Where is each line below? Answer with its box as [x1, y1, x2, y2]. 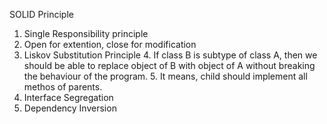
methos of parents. [23, 81, 103, 93]
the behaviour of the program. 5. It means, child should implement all [23, 70, 308, 82]
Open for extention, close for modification [23, 39, 197, 50]
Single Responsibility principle [23, 28, 149, 39]
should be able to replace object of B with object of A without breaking [23, 60, 316, 71]
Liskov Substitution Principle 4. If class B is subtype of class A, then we [23, 49, 318, 61]
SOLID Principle [9, 9, 74, 20]
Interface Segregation [23, 92, 114, 103]
